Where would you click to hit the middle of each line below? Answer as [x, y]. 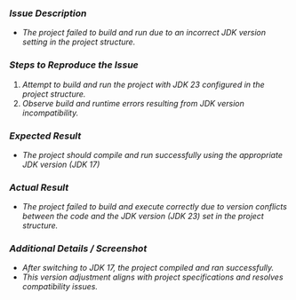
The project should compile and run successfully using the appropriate [152, 154]
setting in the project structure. [79, 42]
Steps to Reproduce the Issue [74, 65]
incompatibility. [50, 113]
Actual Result [39, 187]
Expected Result [45, 136]
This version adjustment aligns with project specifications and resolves [152, 277]
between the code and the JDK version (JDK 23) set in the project [143, 217]
